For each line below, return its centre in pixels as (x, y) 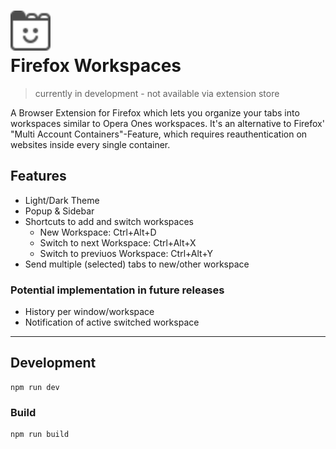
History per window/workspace (89, 312)
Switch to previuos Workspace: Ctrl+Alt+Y (126, 253)
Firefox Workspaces (96, 66)
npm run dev (35, 387)
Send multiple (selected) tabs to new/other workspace (137, 264)
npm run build (40, 435)
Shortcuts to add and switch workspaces (109, 221)
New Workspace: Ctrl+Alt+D (98, 232)
